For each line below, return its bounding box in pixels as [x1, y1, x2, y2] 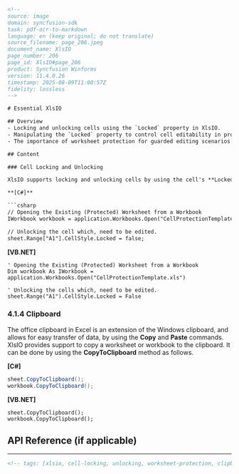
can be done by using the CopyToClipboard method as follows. [7, 348, 194, 356]
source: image [7, 12, 50, 20]
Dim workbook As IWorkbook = [7, 267, 94, 275]
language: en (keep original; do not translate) [7, 32, 154, 40]
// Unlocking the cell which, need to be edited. [7, 228, 158, 235]
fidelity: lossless [7, 86, 65, 93]
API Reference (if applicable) [7, 434, 137, 446]
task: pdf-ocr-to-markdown [7, 26, 87, 33]
